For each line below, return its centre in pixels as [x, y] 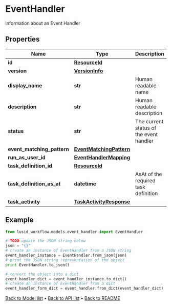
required [145, 180]
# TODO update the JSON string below [46, 241]
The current [149, 121]
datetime [85, 184]
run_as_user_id [27, 157]
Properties [23, 39]
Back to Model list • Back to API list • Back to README [63, 298]
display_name [25, 85]
